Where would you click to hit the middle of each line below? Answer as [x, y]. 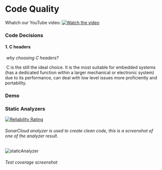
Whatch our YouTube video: [33, 23]
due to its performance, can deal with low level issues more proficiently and [81, 78]
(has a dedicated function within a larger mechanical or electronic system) [80, 73]
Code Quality [32, 9]
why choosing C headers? [32, 58]
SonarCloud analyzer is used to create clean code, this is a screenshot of [79, 130]
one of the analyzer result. [32, 136]
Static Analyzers [25, 109]
